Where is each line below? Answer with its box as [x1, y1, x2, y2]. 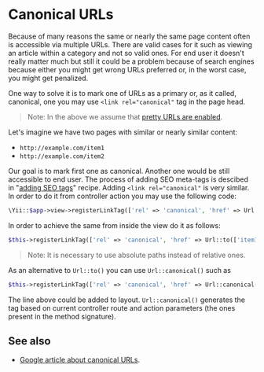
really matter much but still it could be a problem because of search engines [8, 57, 255, 66]
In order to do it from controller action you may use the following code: [8, 191, 237, 201]
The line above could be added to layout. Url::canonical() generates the [8, 295, 246, 304]
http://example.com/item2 [19, 152, 104, 160]
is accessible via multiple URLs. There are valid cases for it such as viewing [8, 39, 253, 49]
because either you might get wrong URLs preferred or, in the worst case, [8, 64, 247, 74]
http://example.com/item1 [19, 144, 104, 152]
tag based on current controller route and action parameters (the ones [8, 303, 236, 312]
